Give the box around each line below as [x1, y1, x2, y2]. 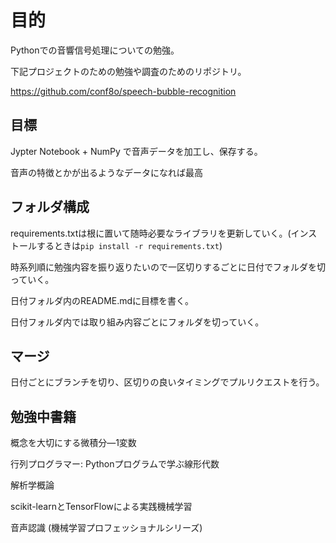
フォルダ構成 [10, 199, 90, 216]
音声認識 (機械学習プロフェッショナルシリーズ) [10, 522, 203, 534]
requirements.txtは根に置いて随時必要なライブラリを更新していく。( [10, 227, 292, 239]
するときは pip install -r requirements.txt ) [36, 239, 223, 251]
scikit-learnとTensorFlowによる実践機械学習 [10, 501, 193, 513]
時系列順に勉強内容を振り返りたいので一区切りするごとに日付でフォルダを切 [10, 261, 326, 273]
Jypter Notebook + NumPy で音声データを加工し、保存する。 [10, 145, 263, 157]
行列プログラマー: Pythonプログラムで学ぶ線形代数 [10, 458, 220, 470]
